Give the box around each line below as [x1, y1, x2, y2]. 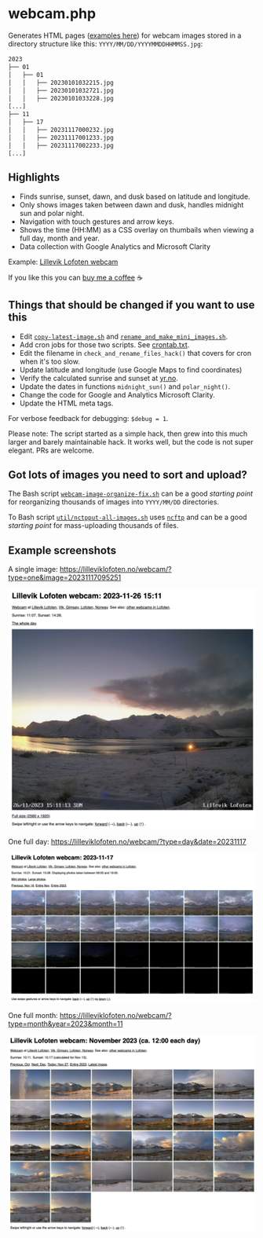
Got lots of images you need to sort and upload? [8, 468, 247, 482]
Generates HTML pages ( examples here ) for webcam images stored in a [8, 31, 242, 40]
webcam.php [8, 5, 97, 23]
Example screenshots [8, 544, 116, 557]
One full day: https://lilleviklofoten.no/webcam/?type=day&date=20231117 [8, 837, 247, 847]
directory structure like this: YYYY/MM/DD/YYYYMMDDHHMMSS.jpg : [8, 38, 203, 48]
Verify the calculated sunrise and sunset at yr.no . [19, 373, 178, 383]
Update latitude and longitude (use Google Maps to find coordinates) [19, 364, 243, 374]
